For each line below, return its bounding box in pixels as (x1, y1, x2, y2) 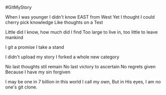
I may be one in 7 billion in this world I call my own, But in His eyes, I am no (5, 79, 161, 84)
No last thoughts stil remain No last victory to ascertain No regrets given (5, 64, 156, 69)
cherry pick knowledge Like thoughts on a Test (5, 20, 103, 25)
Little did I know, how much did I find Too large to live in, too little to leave (5, 29, 158, 35)
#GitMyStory (5, 5, 32, 10)
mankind (5, 35, 24, 40)
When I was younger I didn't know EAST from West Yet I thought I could (5, 14, 155, 20)
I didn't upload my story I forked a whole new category (5, 54, 120, 60)
